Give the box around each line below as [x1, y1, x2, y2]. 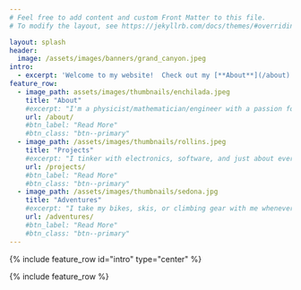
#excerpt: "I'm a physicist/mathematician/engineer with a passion [25, 104, 282, 113]
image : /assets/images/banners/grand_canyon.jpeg [17, 55, 206, 64]
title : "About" [25, 96, 82, 105]
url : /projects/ [25, 162, 87, 171]
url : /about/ [25, 113, 74, 122]
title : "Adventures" [25, 196, 102, 205]
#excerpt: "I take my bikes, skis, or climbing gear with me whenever [25, 204, 295, 213]
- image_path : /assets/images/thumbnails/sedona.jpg [17, 187, 219, 197]
